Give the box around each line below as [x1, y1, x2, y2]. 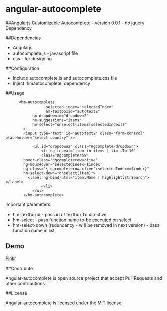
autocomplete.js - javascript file [12, 50, 78, 56]
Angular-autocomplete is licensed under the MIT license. [5, 300, 123, 306]
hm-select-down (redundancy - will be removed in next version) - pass [12, 222, 160, 228]
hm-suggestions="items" [32, 117, 82, 123]
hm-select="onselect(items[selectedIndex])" [32, 122, 127, 127]
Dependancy [5, 25, 32, 31]
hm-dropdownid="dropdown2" [32, 113, 89, 118]
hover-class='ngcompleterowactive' [23, 157, 98, 162]
